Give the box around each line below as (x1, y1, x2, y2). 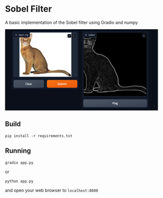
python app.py (5, 179, 34, 183)
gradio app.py (5, 160, 34, 165)
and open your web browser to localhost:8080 (5, 187, 98, 193)
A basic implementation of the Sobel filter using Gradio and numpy (5, 19, 138, 25)
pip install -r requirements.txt (5, 133, 73, 138)
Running (5, 147, 32, 155)
